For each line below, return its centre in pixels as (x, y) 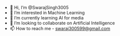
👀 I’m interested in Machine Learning (47, 13)
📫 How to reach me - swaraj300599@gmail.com (60, 28)
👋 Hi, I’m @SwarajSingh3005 (39, 8)
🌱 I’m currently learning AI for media (47, 18)
